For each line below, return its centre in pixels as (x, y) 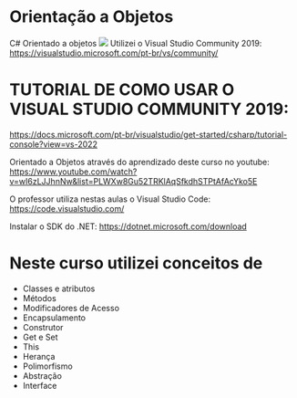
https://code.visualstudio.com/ (67, 208)
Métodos (39, 298)
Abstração (42, 375)
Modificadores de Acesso (71, 308)
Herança (39, 356)
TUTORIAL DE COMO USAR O (122, 90)
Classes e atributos (59, 288)
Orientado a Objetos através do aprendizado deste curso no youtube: (140, 162)
